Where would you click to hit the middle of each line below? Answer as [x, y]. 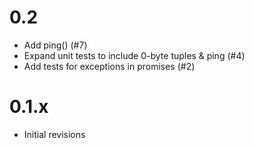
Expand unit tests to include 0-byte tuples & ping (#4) [134, 55]
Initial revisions [54, 134]
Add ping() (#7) [55, 45]
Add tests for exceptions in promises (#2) [109, 66]
